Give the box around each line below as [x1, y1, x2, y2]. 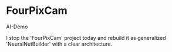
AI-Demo [6, 23, 28, 30]
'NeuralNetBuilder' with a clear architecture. [6, 40, 113, 47]
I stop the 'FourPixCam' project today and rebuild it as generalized [6, 34, 166, 41]
